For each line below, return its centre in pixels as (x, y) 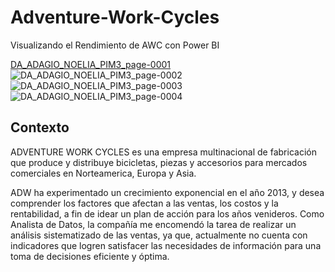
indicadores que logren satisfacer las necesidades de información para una (166, 245)
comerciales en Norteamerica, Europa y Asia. (103, 173)
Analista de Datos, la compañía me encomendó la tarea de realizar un (153, 224)
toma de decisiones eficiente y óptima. (90, 256)
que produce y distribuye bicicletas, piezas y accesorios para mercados (159, 162)
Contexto (40, 127)
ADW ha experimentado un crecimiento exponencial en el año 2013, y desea (167, 192)
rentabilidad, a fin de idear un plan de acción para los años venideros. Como (167, 213)
